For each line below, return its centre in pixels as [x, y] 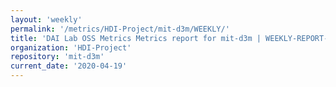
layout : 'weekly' [46, 19]
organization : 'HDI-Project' [71, 47]
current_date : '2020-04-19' [69, 66]
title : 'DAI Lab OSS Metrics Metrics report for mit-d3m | [136, 38]
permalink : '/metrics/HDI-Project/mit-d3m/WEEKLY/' [120, 29]
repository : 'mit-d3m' [57, 57]
